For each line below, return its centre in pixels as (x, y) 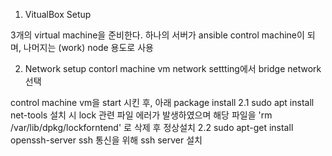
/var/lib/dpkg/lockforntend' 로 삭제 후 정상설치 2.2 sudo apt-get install (152, 127)
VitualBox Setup (58, 14)
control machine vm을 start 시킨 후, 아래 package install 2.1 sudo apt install (162, 102)
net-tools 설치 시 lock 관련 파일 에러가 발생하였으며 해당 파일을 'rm (141, 115)
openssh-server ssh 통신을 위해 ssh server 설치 (106, 140)
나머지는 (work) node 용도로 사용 (88, 47)
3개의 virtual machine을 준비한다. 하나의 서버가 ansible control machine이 (157, 35)
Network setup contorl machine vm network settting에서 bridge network (173, 68)
